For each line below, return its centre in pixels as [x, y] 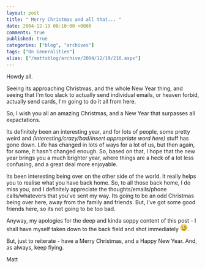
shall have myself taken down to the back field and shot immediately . [98, 229]
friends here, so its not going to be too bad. [61, 209]
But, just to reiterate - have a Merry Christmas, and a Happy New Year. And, [102, 241]
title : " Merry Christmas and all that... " [64, 19]
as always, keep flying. [35, 247]
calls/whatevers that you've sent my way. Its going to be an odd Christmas [100, 196]
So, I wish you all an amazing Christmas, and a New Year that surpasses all [101, 113]
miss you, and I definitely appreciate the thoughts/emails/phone [87, 189]
